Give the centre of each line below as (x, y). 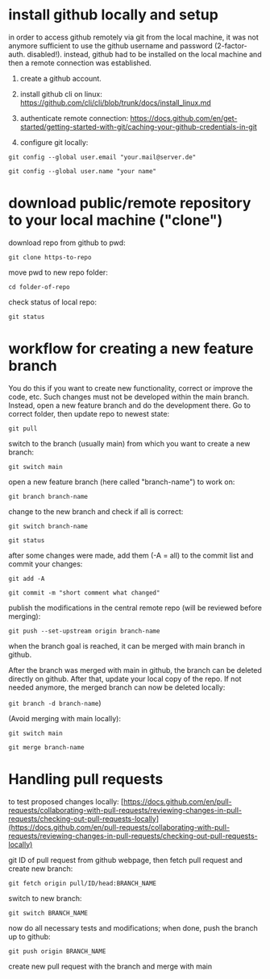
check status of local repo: (52, 302)
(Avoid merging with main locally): (64, 718)
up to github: (29, 936)
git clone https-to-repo (50, 257)
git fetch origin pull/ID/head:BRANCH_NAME (83, 883)
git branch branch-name (48, 496)
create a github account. (61, 78)
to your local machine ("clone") (116, 220)
